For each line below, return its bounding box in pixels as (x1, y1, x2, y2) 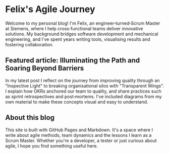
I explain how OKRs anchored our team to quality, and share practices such (5, 88, 161, 94)
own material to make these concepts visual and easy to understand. (5, 99, 148, 105)
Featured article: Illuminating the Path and (5, 56, 140, 65)
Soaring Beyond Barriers (5, 64, 84, 72)
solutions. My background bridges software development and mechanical (5, 31, 158, 37)
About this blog (5, 113, 54, 122)
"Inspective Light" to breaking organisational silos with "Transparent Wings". (5, 83, 164, 89)
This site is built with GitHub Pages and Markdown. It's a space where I (5, 127, 153, 133)
